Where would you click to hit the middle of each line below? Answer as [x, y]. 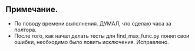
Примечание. [32, 10]
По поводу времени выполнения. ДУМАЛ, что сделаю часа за [92, 23]
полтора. [25, 30]
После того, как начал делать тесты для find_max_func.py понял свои [102, 36]
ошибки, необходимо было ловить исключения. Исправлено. [91, 42]
